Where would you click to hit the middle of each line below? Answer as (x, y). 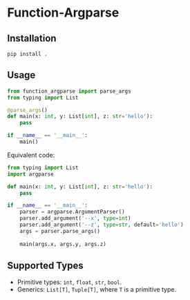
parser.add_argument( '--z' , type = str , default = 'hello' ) (102, 225)
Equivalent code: (31, 155)
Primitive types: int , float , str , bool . (69, 282)
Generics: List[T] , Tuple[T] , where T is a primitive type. (97, 290)
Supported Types (46, 265)
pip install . (28, 54)
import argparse (30, 174)
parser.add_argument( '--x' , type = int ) (75, 218)
